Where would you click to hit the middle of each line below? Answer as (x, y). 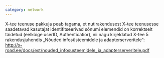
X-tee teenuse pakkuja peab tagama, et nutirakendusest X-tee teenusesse (82, 24)
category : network (24, 10)
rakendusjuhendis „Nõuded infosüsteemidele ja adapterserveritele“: (75, 40)
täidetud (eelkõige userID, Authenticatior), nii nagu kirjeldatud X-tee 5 (77, 34)
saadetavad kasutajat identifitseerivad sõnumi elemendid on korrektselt (79, 29)
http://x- (14, 45)
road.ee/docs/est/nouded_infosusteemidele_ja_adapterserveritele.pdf (77, 50)
